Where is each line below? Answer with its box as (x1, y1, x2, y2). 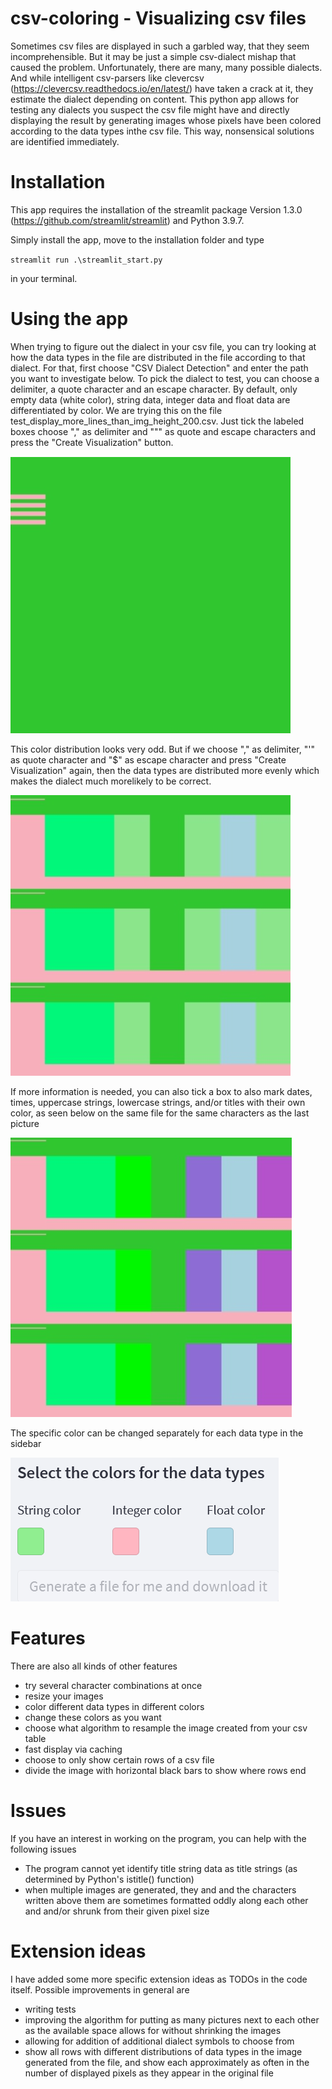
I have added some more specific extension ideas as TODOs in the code (10, 1973, 308, 1985)
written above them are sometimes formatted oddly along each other (24, 1894, 309, 1906)
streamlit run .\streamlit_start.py (10, 255, 163, 265)
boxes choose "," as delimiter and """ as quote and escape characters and (10, 425, 317, 437)
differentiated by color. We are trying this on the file (10, 404, 223, 416)
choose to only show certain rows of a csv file (24, 1753, 215, 1766)
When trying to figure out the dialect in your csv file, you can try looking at (10, 340, 317, 352)
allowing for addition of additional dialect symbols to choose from (24, 2035, 295, 2047)
